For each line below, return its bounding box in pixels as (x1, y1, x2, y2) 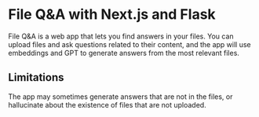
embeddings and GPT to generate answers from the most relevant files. (8, 48, 239, 57)
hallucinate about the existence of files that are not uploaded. (8, 100, 206, 109)
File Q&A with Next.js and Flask (8, 5, 216, 24)
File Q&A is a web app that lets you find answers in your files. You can (8, 31, 234, 41)
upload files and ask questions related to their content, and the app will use (8, 39, 251, 49)
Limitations (8, 71, 64, 84)
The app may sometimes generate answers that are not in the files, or (8, 92, 233, 101)
